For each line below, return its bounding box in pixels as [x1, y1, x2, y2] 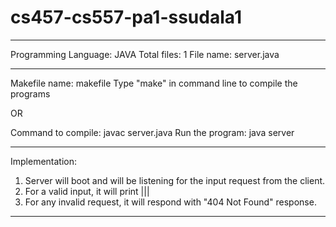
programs [10, 87, 51, 100]
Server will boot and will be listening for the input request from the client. [24, 174, 326, 186]
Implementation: [10, 155, 78, 167]
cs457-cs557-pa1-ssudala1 [10, 6, 243, 29]
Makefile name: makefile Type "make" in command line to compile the [10, 77, 298, 89]
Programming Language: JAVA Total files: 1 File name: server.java [10, 48, 280, 60]
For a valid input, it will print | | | [24, 185, 150, 197]
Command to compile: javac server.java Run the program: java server [10, 126, 295, 138]
